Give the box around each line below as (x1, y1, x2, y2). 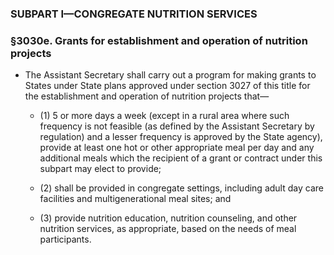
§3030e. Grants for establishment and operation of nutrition (10, 33, 308, 47)
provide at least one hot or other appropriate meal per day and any (39, 142, 315, 154)
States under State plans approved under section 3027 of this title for (24, 80, 311, 92)
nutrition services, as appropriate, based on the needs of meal (39, 223, 297, 235)
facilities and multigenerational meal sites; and (39, 193, 232, 205)
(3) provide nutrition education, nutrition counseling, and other (39, 212, 298, 224)
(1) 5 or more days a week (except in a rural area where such (39, 110, 290, 122)
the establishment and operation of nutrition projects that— (24, 90, 270, 102)
